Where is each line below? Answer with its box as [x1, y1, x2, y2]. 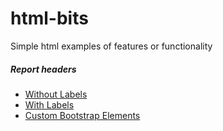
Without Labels [24, 88, 88, 100]
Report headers [10, 63, 77, 75]
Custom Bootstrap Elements [24, 109, 141, 121]
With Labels [24, 98, 75, 111]
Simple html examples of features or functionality [10, 40, 213, 52]
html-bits [10, 7, 89, 30]
